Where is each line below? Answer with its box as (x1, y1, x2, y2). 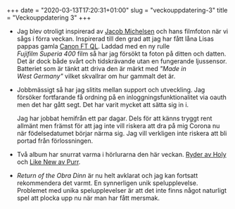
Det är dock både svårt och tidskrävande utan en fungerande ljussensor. (16, 57, 227, 65)
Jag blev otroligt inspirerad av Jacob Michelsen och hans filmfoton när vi (16, 27, 229, 35)
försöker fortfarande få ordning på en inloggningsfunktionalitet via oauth (16, 93, 227, 101)
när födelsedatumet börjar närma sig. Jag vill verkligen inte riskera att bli (16, 129, 227, 137)
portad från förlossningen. (16, 137, 94, 145)
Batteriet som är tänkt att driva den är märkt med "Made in (16, 65, 187, 72)
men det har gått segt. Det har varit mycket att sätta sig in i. (16, 101, 189, 108)
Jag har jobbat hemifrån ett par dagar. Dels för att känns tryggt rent (16, 114, 212, 122)
